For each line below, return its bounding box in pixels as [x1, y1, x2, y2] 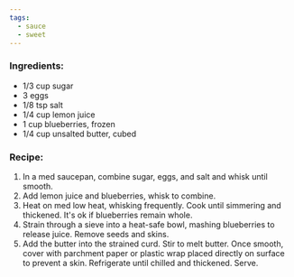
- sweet [17, 30, 47, 39]
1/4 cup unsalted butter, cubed [22, 128, 137, 139]
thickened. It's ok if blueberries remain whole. [22, 209, 193, 220]
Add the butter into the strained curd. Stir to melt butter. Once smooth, [22, 238, 284, 249]
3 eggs [22, 89, 50, 100]
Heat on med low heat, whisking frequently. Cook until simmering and [22, 199, 281, 210]
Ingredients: [9, 60, 65, 72]
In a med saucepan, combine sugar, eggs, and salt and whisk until [22, 171, 268, 181]
